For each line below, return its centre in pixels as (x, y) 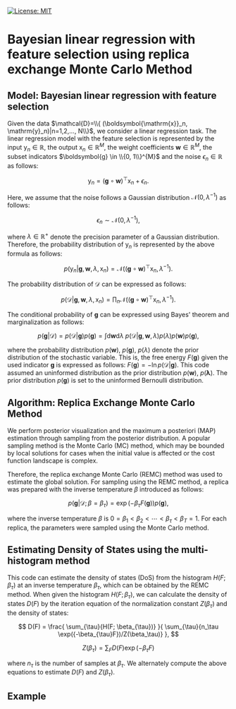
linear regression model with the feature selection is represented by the (111, 138)
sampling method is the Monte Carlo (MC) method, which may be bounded (116, 446)
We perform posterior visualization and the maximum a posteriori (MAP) (112, 430)
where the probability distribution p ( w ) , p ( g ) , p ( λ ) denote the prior (103, 350)
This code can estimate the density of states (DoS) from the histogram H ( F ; (117, 578)
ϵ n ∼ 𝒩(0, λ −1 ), (118, 220)
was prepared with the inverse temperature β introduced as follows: (106, 489)
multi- (195, 550)
